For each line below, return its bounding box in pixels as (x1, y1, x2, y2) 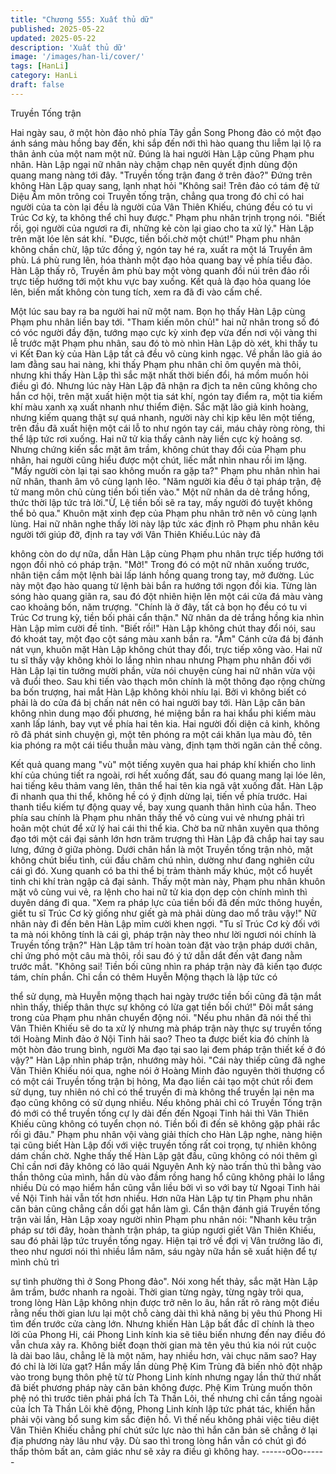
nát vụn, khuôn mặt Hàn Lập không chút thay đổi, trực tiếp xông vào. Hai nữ (10, 643, 323, 655)
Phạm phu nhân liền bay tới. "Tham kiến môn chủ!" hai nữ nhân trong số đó (10, 316, 320, 328)
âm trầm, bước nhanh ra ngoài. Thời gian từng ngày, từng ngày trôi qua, (10, 1286, 304, 1298)
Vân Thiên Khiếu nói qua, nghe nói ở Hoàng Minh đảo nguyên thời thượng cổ (10, 1064, 325, 1076)
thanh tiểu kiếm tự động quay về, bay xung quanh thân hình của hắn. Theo (10, 801, 317, 813)
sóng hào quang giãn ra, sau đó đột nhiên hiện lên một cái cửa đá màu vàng (10, 590, 323, 602)
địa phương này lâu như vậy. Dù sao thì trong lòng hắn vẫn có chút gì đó (10, 1434, 307, 1446)
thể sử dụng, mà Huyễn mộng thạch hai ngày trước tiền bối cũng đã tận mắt (10, 990, 322, 1002)
